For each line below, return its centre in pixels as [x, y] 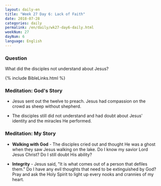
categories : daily [23, 23]
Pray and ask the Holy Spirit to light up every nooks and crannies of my [83, 174]
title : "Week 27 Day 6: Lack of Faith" [45, 14]
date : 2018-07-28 [22, 18]
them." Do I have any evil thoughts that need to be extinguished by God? [84, 169]
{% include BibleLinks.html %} [35, 78]
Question [16, 58]
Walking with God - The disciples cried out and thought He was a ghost [84, 144]
